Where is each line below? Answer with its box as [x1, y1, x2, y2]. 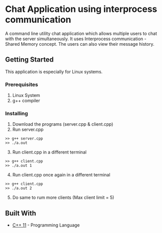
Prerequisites [5, 81, 38, 88]
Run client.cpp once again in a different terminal [12, 172, 110, 178]
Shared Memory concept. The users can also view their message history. [5, 41, 155, 47]
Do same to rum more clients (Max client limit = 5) [12, 195, 114, 201]
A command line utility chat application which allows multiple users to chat [5, 30, 158, 36]
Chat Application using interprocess [5, 3, 158, 15]
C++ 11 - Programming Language [12, 222, 80, 228]
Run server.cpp [12, 127, 44, 133]
